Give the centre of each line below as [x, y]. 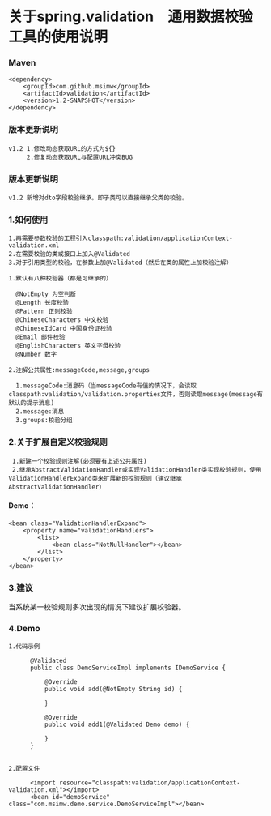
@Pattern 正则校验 [44, 312]
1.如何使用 [28, 220]
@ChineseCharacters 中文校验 [62, 320]
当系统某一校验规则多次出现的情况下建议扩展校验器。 [97, 607]
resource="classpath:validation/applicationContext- [150, 783]
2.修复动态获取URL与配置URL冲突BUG [80, 157]
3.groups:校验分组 [44, 421]
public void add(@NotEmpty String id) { [113, 690]
